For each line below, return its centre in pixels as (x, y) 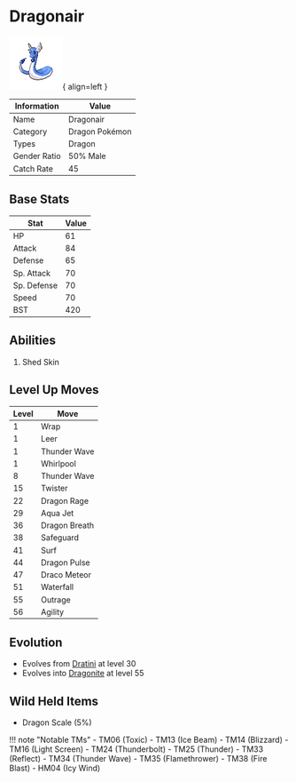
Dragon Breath (68, 525)
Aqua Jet (58, 513)
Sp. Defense (35, 285)
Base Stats (39, 199)
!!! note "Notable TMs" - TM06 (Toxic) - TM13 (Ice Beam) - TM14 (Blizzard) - (149, 740)
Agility (53, 611)
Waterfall (57, 587)
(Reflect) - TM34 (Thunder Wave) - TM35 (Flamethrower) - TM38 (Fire (138, 758)
